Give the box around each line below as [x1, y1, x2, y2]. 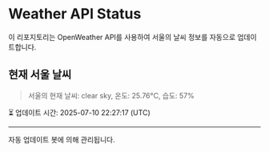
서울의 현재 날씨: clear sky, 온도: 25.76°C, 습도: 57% [27, 90, 195, 100]
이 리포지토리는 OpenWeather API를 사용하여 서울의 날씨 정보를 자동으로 [8, 32, 236, 42]
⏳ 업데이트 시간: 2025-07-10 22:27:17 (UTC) [8, 107, 151, 117]
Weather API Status [8, 5, 142, 23]
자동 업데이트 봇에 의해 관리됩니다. [8, 134, 115, 144]
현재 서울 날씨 [8, 68, 72, 82]
